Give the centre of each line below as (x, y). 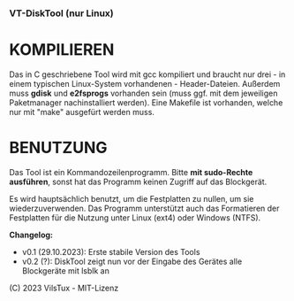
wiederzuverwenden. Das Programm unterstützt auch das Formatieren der (144, 208)
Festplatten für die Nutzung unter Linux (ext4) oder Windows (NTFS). (135, 217)
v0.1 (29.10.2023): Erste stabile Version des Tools (111, 251)
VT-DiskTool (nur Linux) (61, 13)
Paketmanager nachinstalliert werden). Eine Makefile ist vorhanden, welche (146, 102)
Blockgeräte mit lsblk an (66, 270)
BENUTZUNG (58, 148)
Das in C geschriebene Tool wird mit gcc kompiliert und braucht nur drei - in (147, 74)
